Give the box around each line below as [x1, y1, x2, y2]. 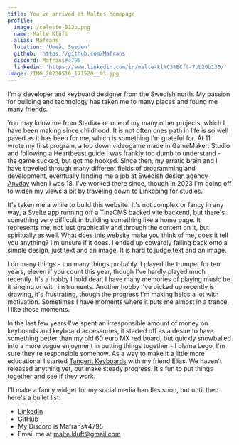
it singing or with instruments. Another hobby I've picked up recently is [7, 282, 215, 290]
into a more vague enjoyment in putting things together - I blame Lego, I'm [7, 341, 225, 350]
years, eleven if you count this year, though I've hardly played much [7, 267, 206, 276]
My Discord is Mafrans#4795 [17, 422, 104, 431]
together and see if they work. [7, 372, 96, 380]
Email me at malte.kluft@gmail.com [17, 429, 121, 438]
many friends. [7, 105, 48, 113]
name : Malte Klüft [14, 30, 69, 38]
